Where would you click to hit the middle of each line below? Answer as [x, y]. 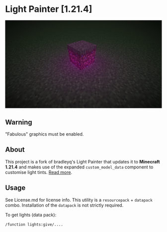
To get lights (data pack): [31, 215]
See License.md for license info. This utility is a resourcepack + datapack [79, 200]
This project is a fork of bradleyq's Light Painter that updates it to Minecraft [83, 161]
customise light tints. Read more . [39, 172]
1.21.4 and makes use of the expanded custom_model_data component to [79, 167]
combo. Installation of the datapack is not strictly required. [64, 205]
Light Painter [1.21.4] [49, 9]
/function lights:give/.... [34, 225]
